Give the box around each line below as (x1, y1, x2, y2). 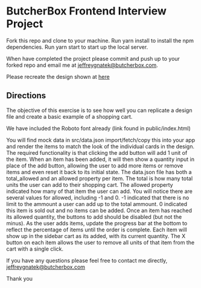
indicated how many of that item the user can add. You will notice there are (6, 187, 193, 195)
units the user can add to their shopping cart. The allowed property (6, 181, 173, 188)
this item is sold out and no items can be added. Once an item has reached (6, 207, 192, 214)
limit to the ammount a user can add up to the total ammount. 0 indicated (6, 200, 188, 207)
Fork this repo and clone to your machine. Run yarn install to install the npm (6, 37, 194, 44)
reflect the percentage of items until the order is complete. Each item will (6, 226, 187, 233)
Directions (6, 90, 46, 101)
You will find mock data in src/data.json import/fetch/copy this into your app (6, 136, 195, 143)
